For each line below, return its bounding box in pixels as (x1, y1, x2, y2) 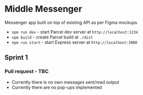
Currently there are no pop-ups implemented (11, 84, 102, 90)
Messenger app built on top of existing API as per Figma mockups (4, 19, 138, 25)
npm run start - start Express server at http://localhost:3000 (11, 39, 138, 45)
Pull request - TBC (4, 68, 49, 75)
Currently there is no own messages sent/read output (11, 79, 120, 85)
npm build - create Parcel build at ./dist (11, 34, 93, 40)
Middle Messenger (4, 3, 82, 15)
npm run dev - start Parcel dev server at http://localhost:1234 (11, 29, 139, 35)
